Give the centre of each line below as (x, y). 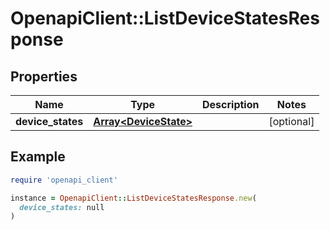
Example (38, 157)
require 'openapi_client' (64, 180)
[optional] (291, 121)
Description (231, 104)
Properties (44, 76)
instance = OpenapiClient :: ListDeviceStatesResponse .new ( (133, 198)
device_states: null (62, 207)
